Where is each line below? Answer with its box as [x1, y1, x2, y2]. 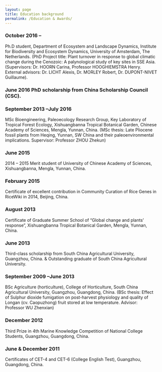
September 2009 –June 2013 [5, 273, 75, 280]
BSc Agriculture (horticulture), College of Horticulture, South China [5, 284, 138, 290]
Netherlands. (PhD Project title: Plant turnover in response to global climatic [5, 53, 156, 59]
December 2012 [5, 317, 44, 324]
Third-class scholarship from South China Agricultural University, [5, 251, 135, 257]
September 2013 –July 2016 [5, 106, 72, 112]
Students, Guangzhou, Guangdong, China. [5, 333, 89, 339]
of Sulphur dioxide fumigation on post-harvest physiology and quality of [5, 295, 148, 301]
